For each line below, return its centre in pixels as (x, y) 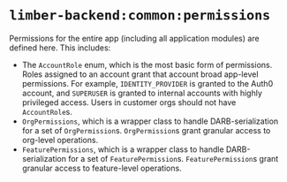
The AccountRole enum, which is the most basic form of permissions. (147, 64)
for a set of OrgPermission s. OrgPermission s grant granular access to (146, 130)
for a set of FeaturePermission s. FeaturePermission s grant (173, 158)
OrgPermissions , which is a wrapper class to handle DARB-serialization (150, 121)
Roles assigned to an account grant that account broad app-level (140, 74)
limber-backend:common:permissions (140, 15)
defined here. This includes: (60, 48)
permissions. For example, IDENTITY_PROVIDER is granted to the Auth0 (147, 83)
